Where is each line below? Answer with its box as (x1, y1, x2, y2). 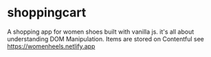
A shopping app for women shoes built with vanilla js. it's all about (7, 27, 195, 36)
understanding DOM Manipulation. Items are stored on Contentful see (7, 34, 204, 43)
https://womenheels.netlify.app (7, 42, 96, 50)
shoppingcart (7, 5, 87, 21)
